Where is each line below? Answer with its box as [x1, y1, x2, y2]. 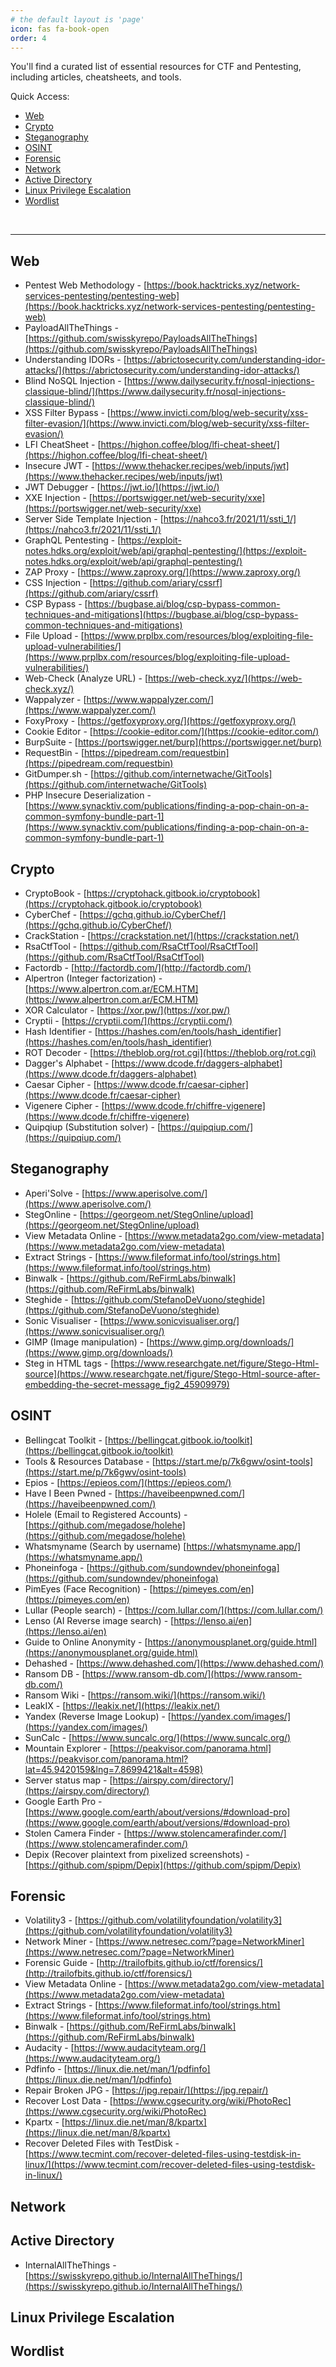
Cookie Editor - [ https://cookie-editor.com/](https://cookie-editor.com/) [24, 726, 320, 738]
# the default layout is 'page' [10, 14, 145, 25]
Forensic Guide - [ [24, 1957, 100, 1969]
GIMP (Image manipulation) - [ [24, 1336, 150, 1348]
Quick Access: [10, 91, 70, 103]
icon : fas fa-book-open [10, 24, 110, 34]
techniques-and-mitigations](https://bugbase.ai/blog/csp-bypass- [24, 609, 299, 621]
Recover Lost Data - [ [24, 2095, 113, 2107]
